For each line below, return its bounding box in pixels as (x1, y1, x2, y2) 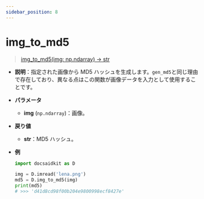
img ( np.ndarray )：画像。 (23, 109, 88, 117)
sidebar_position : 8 (5, 9, 59, 15)
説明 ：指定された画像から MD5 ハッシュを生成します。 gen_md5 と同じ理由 (14, 68, 199, 75)
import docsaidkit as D (14, 160, 76, 167)
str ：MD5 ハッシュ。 (23, 135, 77, 142)
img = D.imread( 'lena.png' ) (14, 172, 86, 178)
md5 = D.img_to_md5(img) (14, 177, 78, 183)
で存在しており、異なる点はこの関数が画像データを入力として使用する (14, 76, 191, 83)
